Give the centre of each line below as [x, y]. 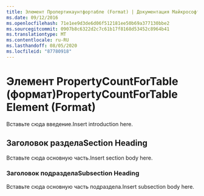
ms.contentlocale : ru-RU [38, 40]
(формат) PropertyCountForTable [92, 94]
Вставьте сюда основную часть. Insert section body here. [80, 158]
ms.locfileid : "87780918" [39, 52]
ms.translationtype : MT [36, 35]
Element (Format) [51, 107]
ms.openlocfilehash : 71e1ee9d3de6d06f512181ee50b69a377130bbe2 [88, 23]
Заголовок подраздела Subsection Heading [73, 174]
